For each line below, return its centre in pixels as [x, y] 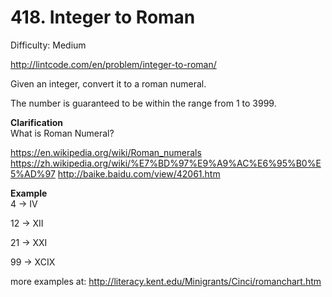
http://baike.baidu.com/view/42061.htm [139, 173]
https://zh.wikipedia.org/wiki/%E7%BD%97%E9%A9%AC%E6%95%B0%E [166, 163]
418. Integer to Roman [103, 17]
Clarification [37, 122]
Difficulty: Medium [48, 45]
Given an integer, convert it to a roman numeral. [108, 83]
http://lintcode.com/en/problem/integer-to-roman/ [113, 64]
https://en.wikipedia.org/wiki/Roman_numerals [106, 152]
